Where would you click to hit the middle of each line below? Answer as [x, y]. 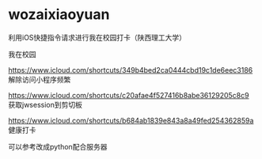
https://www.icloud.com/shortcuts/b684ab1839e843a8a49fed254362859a [131, 120]
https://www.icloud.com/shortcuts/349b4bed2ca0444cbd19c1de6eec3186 [131, 70]
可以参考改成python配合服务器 [58, 146]
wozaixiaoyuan [59, 15]
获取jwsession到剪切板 [46, 104]
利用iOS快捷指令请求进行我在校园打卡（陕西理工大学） [97, 37]
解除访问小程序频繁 [40, 79]
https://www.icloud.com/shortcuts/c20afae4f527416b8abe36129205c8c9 [129, 95]
